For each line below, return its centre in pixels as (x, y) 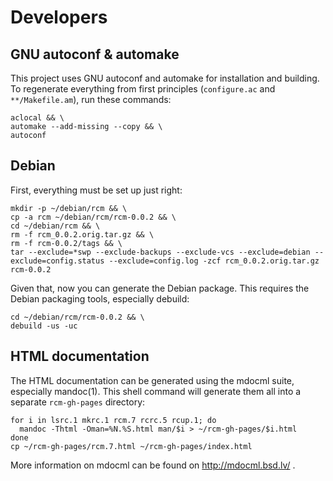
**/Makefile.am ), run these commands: (91, 99)
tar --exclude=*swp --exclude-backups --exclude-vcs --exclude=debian (160, 252)
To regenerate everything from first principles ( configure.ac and (143, 89)
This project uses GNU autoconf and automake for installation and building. (165, 78)
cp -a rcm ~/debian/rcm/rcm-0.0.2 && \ (93, 217)
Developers (59, 17)
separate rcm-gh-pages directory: (78, 402)
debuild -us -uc (44, 326)
